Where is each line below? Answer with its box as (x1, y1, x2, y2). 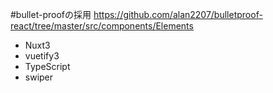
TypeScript (24, 61, 71, 72)
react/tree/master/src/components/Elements (10, 20, 194, 32)
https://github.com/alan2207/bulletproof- (93, 9, 263, 20)
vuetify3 (24, 50, 60, 62)
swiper (24, 71, 54, 83)
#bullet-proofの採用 (10, 9, 92, 20)
